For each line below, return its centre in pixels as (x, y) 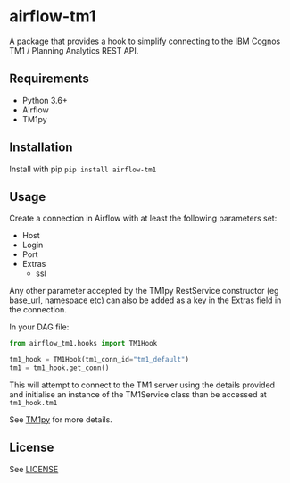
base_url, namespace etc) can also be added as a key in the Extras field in (145, 300)
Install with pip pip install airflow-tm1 (83, 169)
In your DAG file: (39, 327)
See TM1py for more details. (61, 420)
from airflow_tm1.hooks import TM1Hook (83, 344)
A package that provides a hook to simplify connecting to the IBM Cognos (145, 41)
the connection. (38, 310)
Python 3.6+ (45, 100)
